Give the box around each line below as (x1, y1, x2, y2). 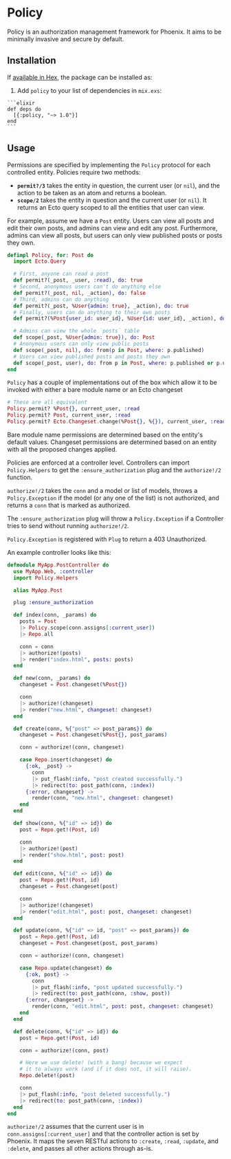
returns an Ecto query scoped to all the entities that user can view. (16, 203, 205, 211)
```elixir (7, 100, 36, 107)
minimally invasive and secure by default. (7, 34, 124, 43)
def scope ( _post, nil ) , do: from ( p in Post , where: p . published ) (13, 346, 205, 353)
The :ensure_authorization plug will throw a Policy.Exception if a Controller (7, 514, 224, 522)
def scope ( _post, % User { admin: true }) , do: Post (13, 334, 155, 341)
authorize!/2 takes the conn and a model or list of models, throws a (7, 486, 198, 494)
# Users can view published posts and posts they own (13, 353, 170, 360)
